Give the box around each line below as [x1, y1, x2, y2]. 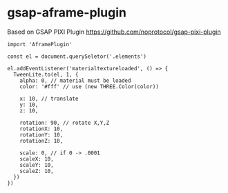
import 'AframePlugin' [7, 41, 73, 48]
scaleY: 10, [19, 161, 54, 168]
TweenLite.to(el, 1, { [13, 71, 79, 78]
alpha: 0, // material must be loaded [19, 77, 131, 84]
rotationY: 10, [19, 131, 64, 139]
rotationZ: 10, [19, 137, 64, 144]
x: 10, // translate [19, 95, 79, 102]
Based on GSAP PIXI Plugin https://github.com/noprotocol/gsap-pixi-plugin [7, 28, 221, 36]
